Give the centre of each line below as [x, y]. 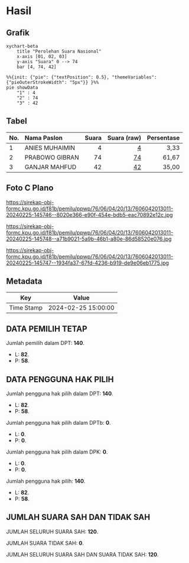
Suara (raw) [124, 138]
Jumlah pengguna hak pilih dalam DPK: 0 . [57, 452]
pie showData [22, 87]
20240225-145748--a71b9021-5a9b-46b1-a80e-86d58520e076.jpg [89, 239]
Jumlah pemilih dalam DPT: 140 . [45, 343]
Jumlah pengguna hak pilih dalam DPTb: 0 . [58, 423]
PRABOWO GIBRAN [52, 157]
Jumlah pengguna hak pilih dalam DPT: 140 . [60, 393]
